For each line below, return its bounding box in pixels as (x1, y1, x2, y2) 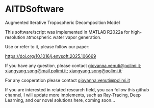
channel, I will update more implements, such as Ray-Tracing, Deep (5, 92, 141, 98)
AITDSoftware (5, 3, 64, 15)
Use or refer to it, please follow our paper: (5, 43, 90, 49)
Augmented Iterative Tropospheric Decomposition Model (5, 20, 120, 25)
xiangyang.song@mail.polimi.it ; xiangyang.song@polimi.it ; (5, 67, 123, 74)
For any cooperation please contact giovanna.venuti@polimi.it (5, 77, 130, 83)
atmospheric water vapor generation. (26, 34, 102, 40)
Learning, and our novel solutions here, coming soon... (5, 97, 115, 103)
